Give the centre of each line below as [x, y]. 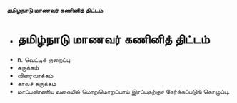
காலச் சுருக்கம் [36, 83]
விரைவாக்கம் [35, 75]
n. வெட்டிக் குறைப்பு [44, 59]
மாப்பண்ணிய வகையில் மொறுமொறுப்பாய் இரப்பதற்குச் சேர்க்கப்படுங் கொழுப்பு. [123, 91]
